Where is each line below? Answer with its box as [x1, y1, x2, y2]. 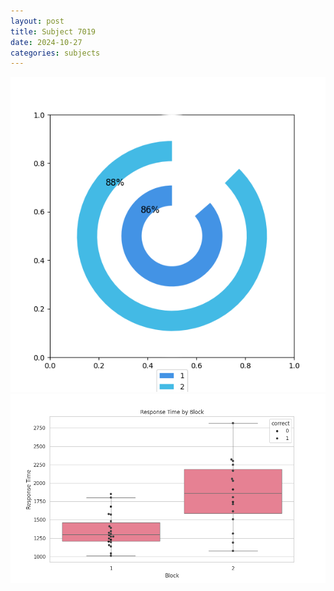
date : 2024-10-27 [10, 37, 83, 47]
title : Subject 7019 [10, 26, 97, 37]
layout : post [10, 16, 65, 26]
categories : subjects [10, 48, 101, 58]
